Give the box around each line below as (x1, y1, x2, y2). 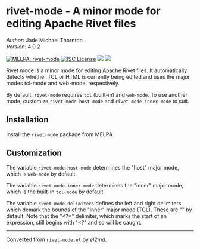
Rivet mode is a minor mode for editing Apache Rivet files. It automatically (6, 67, 187, 74)
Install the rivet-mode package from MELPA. (6, 130, 114, 138)
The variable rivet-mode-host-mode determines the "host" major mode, (6, 164, 180, 171)
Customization (6, 148, 62, 158)
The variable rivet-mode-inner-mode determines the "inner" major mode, (6, 182, 184, 189)
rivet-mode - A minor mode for (6, 4, 161, 18)
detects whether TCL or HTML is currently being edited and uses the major (6, 73, 190, 80)
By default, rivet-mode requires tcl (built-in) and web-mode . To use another (6, 91, 188, 98)
